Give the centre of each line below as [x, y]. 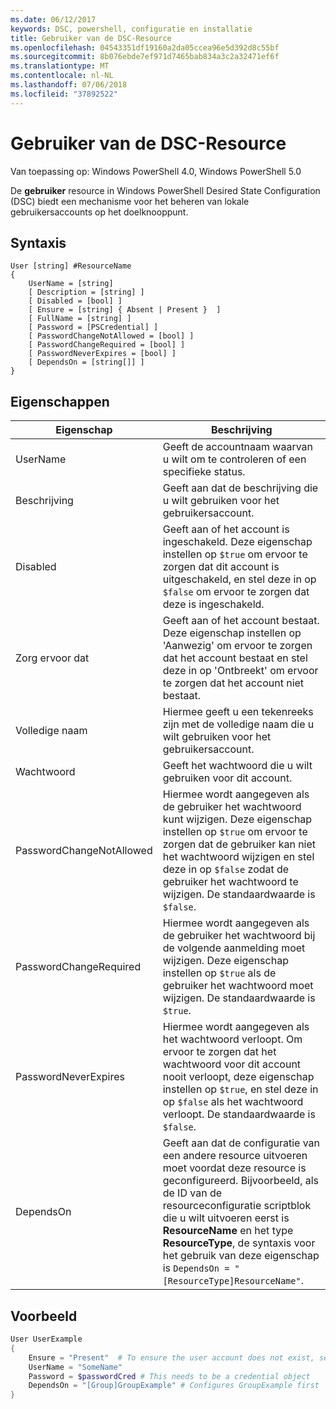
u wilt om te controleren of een [234, 459]
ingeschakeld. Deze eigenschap [237, 542]
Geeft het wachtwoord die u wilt [237, 766]
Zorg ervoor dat [52, 658]
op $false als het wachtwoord [233, 1102]
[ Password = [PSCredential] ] [93, 327]
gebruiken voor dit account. [227, 778]
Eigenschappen [60, 401]
